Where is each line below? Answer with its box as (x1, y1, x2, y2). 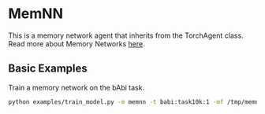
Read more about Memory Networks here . (8, 39, 145, 48)
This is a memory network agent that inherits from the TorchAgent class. (8, 31, 244, 40)
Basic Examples (8, 62, 88, 75)
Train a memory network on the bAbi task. (8, 83, 144, 92)
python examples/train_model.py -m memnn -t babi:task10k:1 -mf (8, 97, 224, 106)
